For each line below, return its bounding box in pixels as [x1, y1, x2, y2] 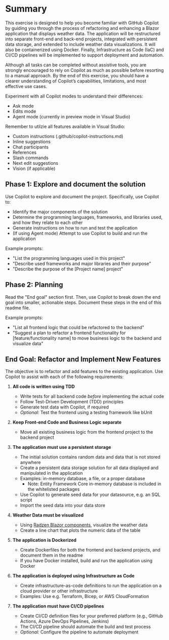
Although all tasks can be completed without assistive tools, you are [5, 62, 147, 68]
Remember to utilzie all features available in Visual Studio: [5, 123, 125, 129]
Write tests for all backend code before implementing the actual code [20, 393, 164, 399]
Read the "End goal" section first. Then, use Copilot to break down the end [5, 294, 160, 300]
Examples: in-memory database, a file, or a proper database [20, 476, 145, 482]
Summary [5, 3, 47, 15]
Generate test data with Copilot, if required [20, 404, 109, 410]
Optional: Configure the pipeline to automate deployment [20, 629, 139, 635]
